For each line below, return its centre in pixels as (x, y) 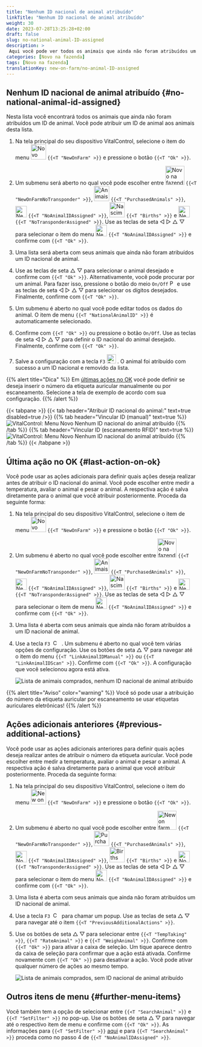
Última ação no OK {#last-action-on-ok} (83, 461)
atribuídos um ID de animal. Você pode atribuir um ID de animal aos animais (100, 123)
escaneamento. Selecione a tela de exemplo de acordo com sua (86, 392)
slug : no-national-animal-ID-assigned (55, 40)
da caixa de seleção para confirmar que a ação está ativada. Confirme (103, 953)
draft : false (23, 34)
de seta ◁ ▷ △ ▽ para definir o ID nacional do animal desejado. (95, 340)
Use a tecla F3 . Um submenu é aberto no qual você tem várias (98, 643)
